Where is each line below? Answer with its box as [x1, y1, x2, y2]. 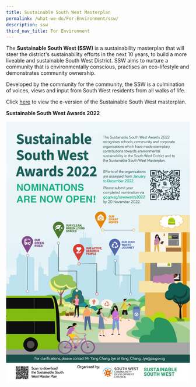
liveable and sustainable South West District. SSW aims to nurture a [6, 57, 169, 64]
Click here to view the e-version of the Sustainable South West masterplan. [6, 98, 187, 105]
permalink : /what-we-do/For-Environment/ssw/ [6, 15, 118, 22]
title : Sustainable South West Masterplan [6, 9, 111, 15]
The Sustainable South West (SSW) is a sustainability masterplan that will [6, 44, 185, 52]
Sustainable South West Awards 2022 [6, 110, 100, 117]
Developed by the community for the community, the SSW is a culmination [6, 81, 185, 88]
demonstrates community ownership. [6, 70, 96, 77]
